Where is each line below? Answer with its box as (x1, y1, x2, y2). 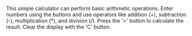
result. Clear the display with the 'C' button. (6, 23, 112, 30)
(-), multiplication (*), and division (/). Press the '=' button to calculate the (6, 17, 184, 24)
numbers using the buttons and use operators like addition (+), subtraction (6, 11, 187, 18)
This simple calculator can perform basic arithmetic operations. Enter (6, 5, 174, 12)
